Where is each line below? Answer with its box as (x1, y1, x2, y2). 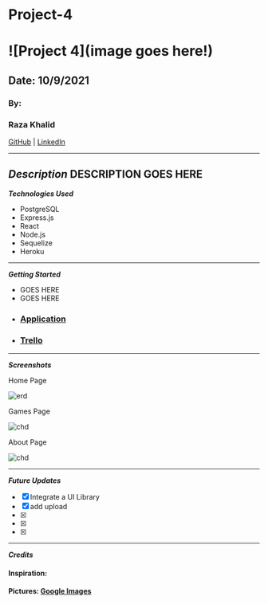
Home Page (8, 376, 47, 386)
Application (19, 313, 66, 324)
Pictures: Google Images (8, 586, 92, 596)
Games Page (8, 406, 50, 416)
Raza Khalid (8, 119, 56, 130)
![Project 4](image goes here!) (8, 42, 214, 61)
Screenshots (8, 360, 52, 370)
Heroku (19, 246, 45, 256)
